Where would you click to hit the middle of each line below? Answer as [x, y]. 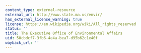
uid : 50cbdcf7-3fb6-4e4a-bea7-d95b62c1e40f [52, 38]
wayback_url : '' [22, 43]
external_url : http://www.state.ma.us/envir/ [54, 15]
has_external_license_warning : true [44, 19]
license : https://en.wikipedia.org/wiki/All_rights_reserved [71, 24]
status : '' [17, 29]
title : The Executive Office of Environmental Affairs [64, 33]
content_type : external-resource [40, 10]
